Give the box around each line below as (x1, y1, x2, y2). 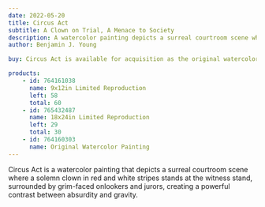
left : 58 (28, 92, 58, 100)
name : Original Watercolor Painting (28, 143, 150, 151)
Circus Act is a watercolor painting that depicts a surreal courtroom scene (8, 164, 248, 174)
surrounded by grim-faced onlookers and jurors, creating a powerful (8, 181, 230, 190)
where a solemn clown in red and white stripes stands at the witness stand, (8, 173, 253, 183)
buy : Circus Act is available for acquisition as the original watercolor (8, 55, 259, 63)
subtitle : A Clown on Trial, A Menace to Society (8, 26, 175, 34)
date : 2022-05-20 (8, 11, 65, 20)
